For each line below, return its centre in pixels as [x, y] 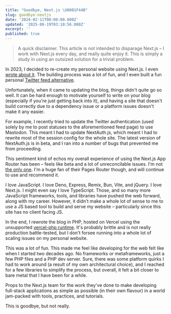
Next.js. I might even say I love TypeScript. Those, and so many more [78, 190]
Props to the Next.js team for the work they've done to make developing [81, 285]
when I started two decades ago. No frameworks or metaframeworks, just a [85, 253]
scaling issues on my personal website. [46, 238]
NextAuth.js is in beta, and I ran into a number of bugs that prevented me [82, 143]
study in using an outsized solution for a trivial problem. [76, 59]
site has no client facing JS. [34, 212]
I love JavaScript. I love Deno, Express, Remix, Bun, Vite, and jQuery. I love [83, 185]
